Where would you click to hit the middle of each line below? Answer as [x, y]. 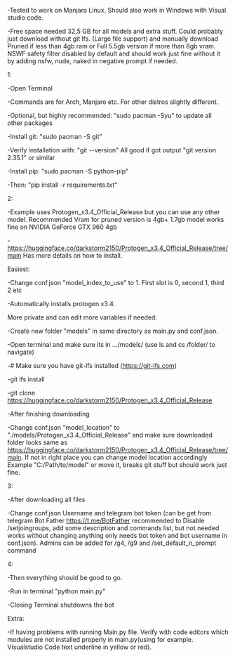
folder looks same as [38, 442]
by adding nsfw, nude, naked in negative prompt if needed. [93, 61]
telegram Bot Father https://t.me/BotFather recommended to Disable [106, 520]
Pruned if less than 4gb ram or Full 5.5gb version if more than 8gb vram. [112, 46]
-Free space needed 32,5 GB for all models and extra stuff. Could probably [115, 31]
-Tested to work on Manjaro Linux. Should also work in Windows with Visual [117, 10]
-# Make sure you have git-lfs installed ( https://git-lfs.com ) [92, 366]
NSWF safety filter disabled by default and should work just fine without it [114, 53]
